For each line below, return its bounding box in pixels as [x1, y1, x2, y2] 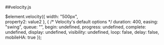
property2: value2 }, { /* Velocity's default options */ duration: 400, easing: [5, 19, 159, 24]
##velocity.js [5, 4, 31, 10]
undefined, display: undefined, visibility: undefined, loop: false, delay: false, [5, 29, 160, 35]
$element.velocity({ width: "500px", [5, 14, 78, 19]
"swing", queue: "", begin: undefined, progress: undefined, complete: [5, 24, 146, 30]
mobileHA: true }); [5, 34, 42, 40]
